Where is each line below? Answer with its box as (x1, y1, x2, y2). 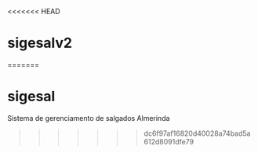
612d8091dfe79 (144, 137, 194, 146)
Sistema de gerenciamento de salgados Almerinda (7, 113, 170, 122)
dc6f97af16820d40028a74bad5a (144, 129, 251, 138)
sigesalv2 (7, 35, 72, 52)
